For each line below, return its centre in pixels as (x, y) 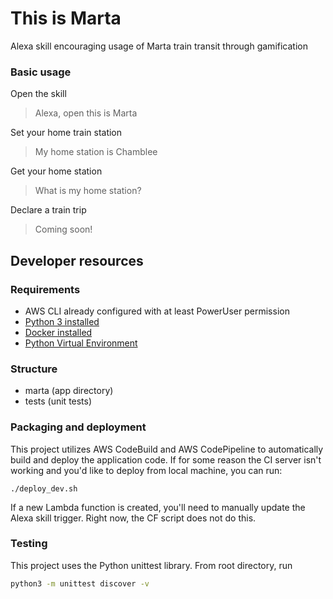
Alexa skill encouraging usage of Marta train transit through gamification (159, 46)
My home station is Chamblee (96, 152)
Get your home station (56, 171)
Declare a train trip (48, 210)
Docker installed (58, 332)
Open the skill (38, 94)
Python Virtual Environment (81, 343)
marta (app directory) (69, 391)
